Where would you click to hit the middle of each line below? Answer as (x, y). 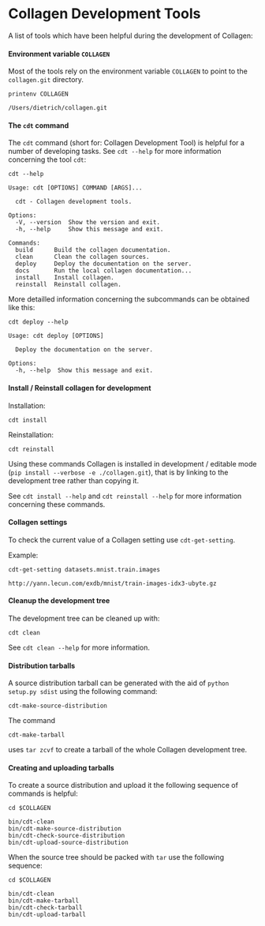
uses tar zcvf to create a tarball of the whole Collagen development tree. (128, 750)
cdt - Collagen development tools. (74, 202)
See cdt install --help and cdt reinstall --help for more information (125, 496)
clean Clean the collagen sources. (82, 257)
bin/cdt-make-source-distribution (65, 829)
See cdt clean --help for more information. (79, 647)
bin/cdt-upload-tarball (47, 915)
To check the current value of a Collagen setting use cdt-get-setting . (122, 540)
